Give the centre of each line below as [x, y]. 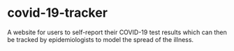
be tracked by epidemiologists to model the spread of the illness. [101, 39]
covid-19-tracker [58, 13]
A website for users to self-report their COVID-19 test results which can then [117, 32]
